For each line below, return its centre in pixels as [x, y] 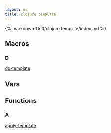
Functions [21, 101]
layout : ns [16, 10]
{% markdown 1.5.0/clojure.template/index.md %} [56, 28]
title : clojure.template [31, 14]
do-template [18, 68]
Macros [17, 44]
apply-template [20, 126]
